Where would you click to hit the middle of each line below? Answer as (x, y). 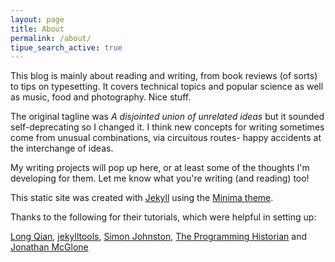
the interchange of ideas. (62, 148)
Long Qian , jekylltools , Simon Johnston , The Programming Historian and (158, 237)
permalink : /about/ (51, 38)
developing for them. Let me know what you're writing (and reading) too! (160, 178)
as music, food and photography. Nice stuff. (101, 97)
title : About (37, 29)
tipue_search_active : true (66, 47)
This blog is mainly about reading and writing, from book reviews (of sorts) (164, 76)
